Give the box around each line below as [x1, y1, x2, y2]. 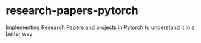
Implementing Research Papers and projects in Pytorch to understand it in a [5, 24, 195, 31]
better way [5, 30, 33, 37]
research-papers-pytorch [5, 4, 138, 18]
